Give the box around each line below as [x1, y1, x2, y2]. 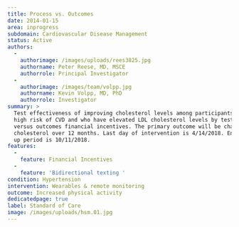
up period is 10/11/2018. [14, 136, 91, 143]
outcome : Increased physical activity [7, 189, 122, 196]
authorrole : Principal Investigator [20, 70, 129, 77]
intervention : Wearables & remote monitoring [7, 182, 144, 189]
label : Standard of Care [7, 202, 81, 210]
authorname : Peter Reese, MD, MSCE [20, 63, 126, 70]
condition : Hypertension [7, 176, 81, 183]
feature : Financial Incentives [20, 156, 113, 164]
